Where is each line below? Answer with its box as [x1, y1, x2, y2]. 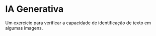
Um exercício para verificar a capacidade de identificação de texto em [5, 20, 151, 26]
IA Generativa [5, 3, 64, 15]
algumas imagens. [5, 25, 43, 31]
